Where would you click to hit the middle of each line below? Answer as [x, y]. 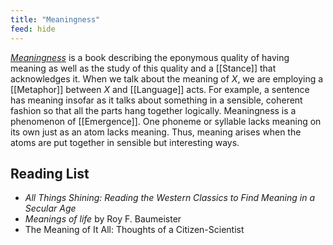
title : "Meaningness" [55, 19]
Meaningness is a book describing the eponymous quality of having [150, 57]
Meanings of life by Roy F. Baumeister [103, 219]
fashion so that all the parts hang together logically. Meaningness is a [153, 110]
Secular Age [50, 208]
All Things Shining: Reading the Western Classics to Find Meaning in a [170, 198]
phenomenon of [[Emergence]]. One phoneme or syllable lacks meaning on [166, 121]
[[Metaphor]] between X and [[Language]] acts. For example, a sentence [160, 89]
